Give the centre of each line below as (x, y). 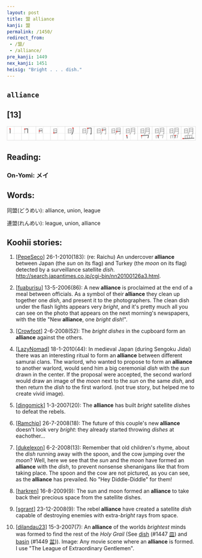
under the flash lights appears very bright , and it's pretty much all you (102, 307)
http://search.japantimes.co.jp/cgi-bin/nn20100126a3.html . (88, 276)
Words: (21, 195)
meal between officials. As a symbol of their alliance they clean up (98, 294)
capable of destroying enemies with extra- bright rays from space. (97, 515)
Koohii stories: (34, 242)
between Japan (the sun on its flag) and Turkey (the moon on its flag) (101, 263)
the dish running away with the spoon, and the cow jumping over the (100, 454)
